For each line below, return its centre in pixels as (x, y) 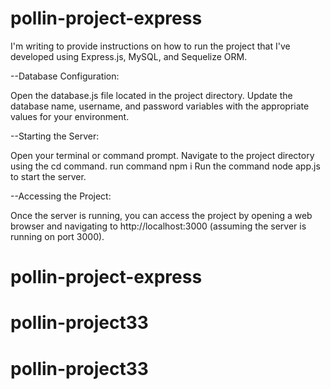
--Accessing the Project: (61, 196)
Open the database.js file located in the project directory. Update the (151, 95)
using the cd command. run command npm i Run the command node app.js (165, 166)
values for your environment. (70, 116)
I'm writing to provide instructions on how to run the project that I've (150, 46)
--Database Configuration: (65, 76)
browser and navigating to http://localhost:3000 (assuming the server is (158, 226)
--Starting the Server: (55, 136)
